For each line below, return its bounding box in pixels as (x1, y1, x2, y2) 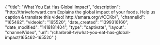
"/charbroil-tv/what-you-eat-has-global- (50, 30, 131, 35)
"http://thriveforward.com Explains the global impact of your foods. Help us (5, 9, 156, 15)
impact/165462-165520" (5, 34, 54, 40)
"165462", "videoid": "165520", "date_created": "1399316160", (5, 19, 128, 25)
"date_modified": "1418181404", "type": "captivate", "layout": (5, 24, 126, 30)
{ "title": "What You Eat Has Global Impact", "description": (5, 4, 120, 10)
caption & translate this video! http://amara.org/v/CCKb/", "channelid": (5, 14, 145, 20)
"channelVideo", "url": (5, 30, 49, 35)
